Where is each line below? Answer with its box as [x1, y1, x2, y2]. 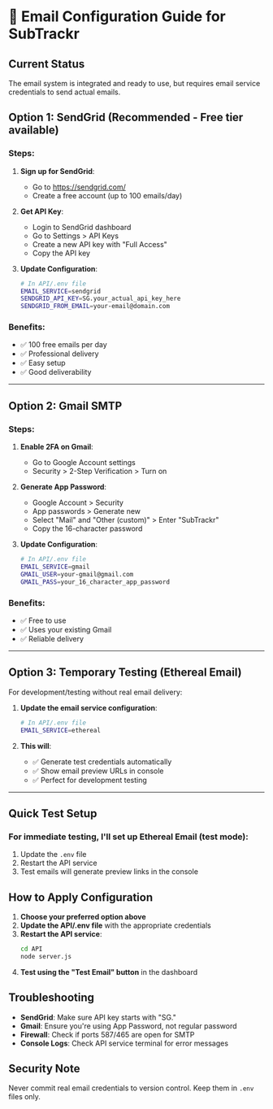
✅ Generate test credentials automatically [32, 756, 172, 767]
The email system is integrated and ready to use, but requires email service [8, 79, 261, 88]
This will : [19, 741, 52, 750]
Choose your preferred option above [19, 912, 146, 922]
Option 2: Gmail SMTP [8, 398, 123, 413]
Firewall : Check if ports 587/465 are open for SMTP [19, 1029, 195, 1039]
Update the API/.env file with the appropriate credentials [19, 920, 211, 930]
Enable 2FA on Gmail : [19, 442, 93, 452]
